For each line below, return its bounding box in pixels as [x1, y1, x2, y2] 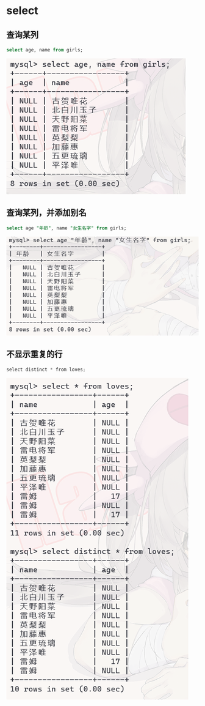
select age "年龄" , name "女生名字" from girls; [6, 225, 127, 231]
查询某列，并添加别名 [6, 207, 87, 218]
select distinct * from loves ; [6, 366, 86, 373]
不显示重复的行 [6, 349, 63, 360]
